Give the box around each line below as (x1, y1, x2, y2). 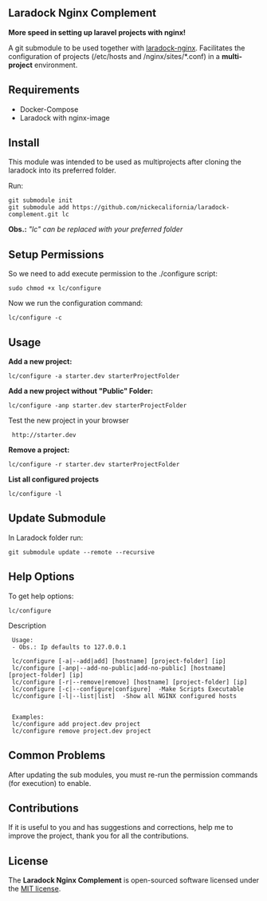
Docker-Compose (19, 104, 79, 114)
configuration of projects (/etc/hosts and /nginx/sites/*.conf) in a (8, 51, 221, 61)
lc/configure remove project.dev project (11, 727, 151, 735)
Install (8, 136, 40, 150)
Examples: (11, 712, 45, 721)
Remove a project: (8, 445, 70, 454)
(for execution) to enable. (8, 778, 92, 788)
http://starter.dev (11, 431, 77, 439)
